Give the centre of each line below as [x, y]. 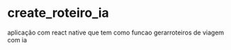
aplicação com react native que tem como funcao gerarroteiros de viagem [116, 32]
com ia [17, 39]
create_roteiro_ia [58, 13]
